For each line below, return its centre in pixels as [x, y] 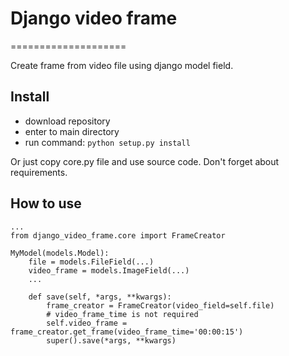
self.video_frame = [87, 323]
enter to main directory [72, 131]
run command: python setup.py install [107, 142]
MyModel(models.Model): [60, 253]
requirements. [39, 172]
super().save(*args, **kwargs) [111, 340]
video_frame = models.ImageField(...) [109, 270]
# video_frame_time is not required [122, 314]
